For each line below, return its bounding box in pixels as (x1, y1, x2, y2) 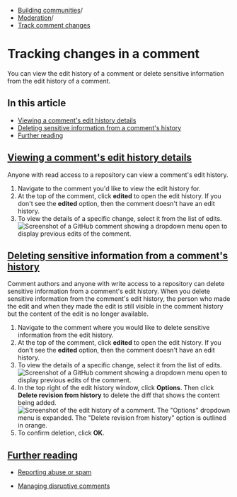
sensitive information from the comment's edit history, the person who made (7, 295, 231, 303)
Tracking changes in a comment (7, 46, 200, 62)
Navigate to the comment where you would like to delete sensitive (17, 324, 210, 332)
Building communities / (17, 6, 83, 14)
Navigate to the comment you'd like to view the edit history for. (17, 184, 201, 193)
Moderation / (17, 13, 54, 22)
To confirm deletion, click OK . (17, 428, 105, 438)
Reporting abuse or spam (17, 468, 92, 476)
